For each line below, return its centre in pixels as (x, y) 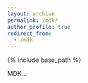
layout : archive (31, 14)
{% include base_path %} (44, 60)
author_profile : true (39, 27)
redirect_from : (30, 33)
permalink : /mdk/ (33, 20)
